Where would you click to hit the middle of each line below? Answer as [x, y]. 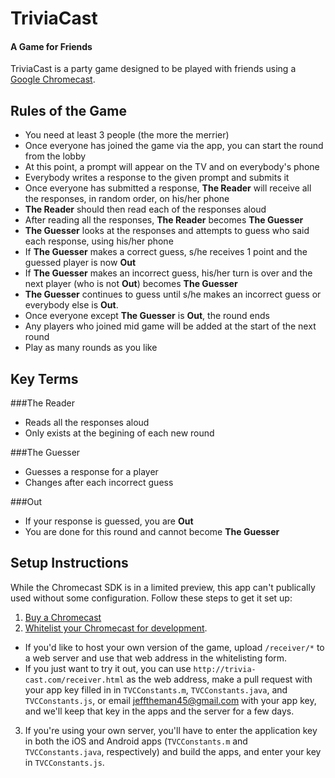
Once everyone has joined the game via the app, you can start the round [174, 146]
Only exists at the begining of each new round [119, 433]
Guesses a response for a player [91, 472]
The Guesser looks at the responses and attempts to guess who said [167, 231]
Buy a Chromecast [63, 617]
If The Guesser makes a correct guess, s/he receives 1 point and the [166, 252]
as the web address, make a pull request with [219, 679]
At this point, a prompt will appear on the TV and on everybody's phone [172, 167]
